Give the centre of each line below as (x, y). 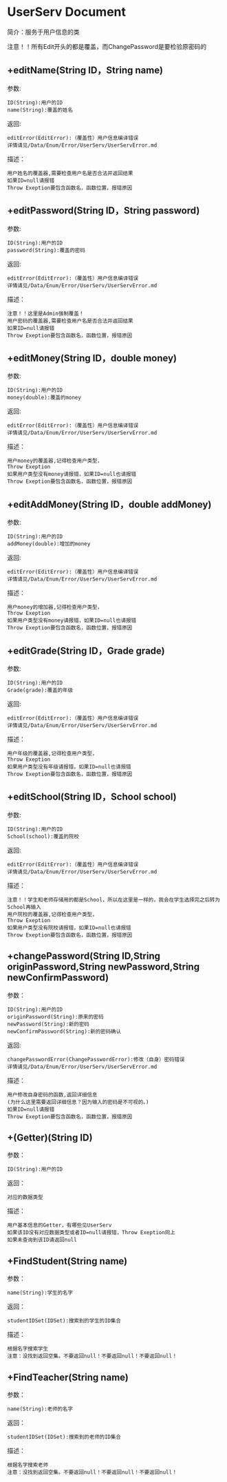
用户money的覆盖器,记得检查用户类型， (55, 461)
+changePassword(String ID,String (84, 956)
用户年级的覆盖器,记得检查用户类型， (52, 753)
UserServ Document (66, 12)
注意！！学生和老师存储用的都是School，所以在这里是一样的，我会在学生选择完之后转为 (113, 899)
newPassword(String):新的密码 (48, 1024)
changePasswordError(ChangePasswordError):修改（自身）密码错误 (96, 1059)
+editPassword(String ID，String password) (104, 211)
